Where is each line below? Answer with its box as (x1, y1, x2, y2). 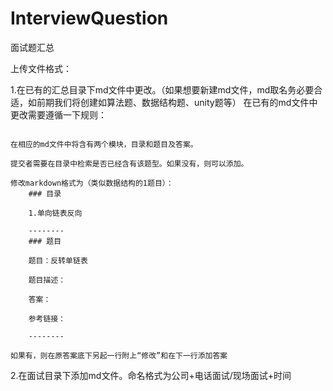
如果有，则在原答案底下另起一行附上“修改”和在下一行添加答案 (10, 350, 228, 361)
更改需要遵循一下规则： (10, 108, 107, 121)
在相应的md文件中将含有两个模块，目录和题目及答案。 (10, 139, 198, 149)
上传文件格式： (10, 62, 72, 74)
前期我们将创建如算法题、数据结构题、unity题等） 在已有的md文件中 (36, 96, 318, 108)
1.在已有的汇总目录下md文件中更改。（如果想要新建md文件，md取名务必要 (10, 83, 315, 96)
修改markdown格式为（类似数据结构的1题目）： (10, 178, 174, 188)
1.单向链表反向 (28, 208, 83, 218)
